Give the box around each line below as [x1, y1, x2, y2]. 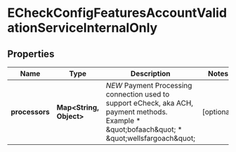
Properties [7, 48, 55, 60]
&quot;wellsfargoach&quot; [105, 134, 195, 143]
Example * [105, 116, 141, 125]
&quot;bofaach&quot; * [105, 125, 183, 134]
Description [130, 69, 171, 78]
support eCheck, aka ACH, [105, 99, 194, 108]
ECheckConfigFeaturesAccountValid [7, 5, 227, 21]
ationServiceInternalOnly [7, 20, 158, 36]
